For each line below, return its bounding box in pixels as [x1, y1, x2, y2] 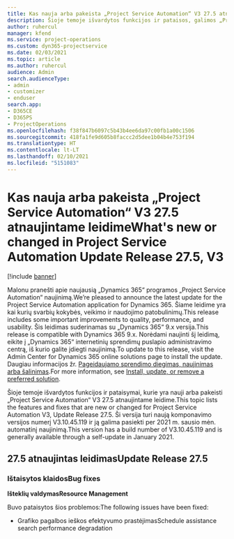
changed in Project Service [7, 234, 167, 250]
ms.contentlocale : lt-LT [7, 147, 79, 154]
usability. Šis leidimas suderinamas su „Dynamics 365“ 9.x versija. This [7, 323, 209, 331]
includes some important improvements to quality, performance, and [7, 315, 204, 323]
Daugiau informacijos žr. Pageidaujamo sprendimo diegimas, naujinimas [7, 360, 214, 368]
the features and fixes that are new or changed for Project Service [7, 403, 197, 411]
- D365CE [7, 108, 33, 115]
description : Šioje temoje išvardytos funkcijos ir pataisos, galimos [7, 17, 217, 24]
